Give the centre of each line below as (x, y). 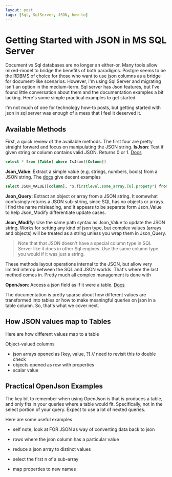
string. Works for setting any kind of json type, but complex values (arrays (83, 228)
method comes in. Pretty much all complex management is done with (78, 275)
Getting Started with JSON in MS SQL (86, 40)
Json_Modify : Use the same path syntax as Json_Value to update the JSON (85, 222)
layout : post (19, 10)
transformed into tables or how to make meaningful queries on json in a (81, 300)
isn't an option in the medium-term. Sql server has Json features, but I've (82, 87)
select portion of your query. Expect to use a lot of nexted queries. (76, 409)
